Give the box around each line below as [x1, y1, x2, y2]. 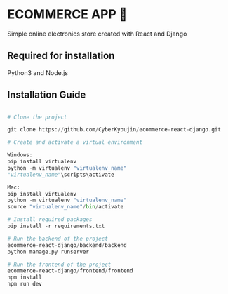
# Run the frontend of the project [7, 261, 112, 268]
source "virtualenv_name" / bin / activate [7, 203, 124, 211]
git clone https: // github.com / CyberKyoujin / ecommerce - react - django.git [7, 126, 221, 133]
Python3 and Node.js [7, 68, 69, 76]
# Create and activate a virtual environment [7, 139, 142, 146]
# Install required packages [7, 216, 93, 223]
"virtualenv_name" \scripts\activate [7, 171, 114, 178]
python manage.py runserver [7, 248, 90, 255]
